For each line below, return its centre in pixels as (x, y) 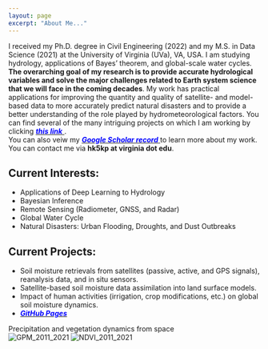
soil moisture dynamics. (59, 305)
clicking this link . (37, 131)
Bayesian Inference (52, 201)
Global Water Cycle (52, 218)
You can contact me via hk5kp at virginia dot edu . (91, 148)
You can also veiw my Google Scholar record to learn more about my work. (133, 139)
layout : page (30, 16)
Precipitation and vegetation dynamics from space (91, 329)
